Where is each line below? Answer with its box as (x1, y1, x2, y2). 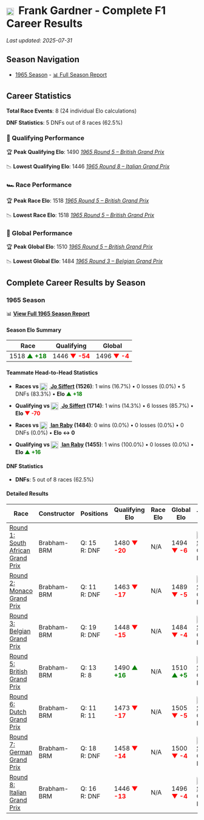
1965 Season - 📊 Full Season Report (15, 71, 107, 78)
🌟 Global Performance (6, 229, 73, 237)
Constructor (38, 509, 75, 517)
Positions (80, 509, 108, 517)
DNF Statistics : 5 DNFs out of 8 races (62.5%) (6, 119, 123, 126)
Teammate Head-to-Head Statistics (6, 369, 98, 376)
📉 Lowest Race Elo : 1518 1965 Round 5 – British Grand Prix (6, 211, 155, 219)
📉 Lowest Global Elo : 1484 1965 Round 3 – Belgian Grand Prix (6, 258, 163, 265)
